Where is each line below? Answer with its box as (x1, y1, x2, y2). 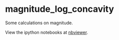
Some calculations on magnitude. (5, 20, 73, 26)
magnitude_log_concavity (5, 3, 115, 15)
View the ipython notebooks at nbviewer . (5, 29, 88, 35)
